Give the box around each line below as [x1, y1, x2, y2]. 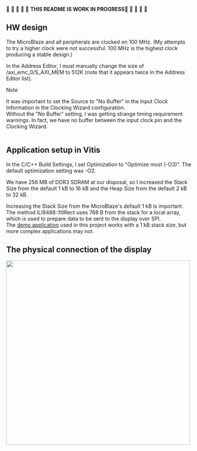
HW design [6, 22, 48, 32]
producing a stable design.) [6, 51, 73, 58]
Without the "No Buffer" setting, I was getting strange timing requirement [6, 110, 183, 117]
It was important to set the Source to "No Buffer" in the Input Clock [6, 97, 168, 104]
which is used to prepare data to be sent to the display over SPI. [6, 215, 161, 222]
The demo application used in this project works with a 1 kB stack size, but [6, 221, 187, 228]
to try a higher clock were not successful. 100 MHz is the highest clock [6, 44, 178, 51]
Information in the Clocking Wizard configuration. [6, 104, 126, 111]
